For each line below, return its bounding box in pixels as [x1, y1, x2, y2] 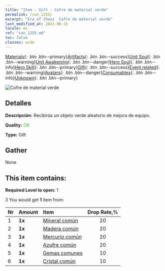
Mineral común [42, 217, 78, 224]
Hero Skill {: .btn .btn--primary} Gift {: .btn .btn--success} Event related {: [14, 64, 160, 70]
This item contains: [5, 173, 66, 182]
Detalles [5, 99, 31, 107]
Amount [18, 208, 38, 215]
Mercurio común [42, 233, 82, 240]
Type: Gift [5, 131, 26, 137]
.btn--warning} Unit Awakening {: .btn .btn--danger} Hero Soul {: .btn [5, 58, 143, 65]
